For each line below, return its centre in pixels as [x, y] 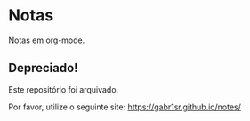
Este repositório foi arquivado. [64, 89]
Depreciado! [43, 68]
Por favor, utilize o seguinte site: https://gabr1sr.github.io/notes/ [125, 107]
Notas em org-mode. [47, 40]
